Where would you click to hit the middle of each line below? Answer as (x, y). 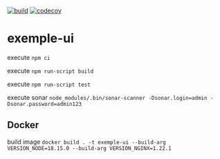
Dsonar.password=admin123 (44, 104)
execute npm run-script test (49, 84)
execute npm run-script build (51, 71)
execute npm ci (29, 57)
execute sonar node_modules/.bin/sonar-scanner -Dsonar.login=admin (107, 97)
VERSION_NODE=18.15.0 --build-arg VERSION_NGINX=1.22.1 (89, 148)
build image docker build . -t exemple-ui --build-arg (86, 142)
